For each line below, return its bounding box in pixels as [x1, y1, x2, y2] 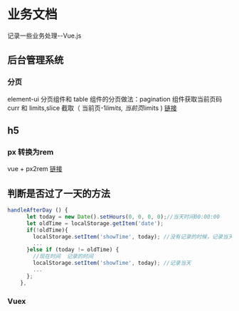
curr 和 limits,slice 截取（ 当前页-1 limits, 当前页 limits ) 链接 [7, 104, 178, 112]
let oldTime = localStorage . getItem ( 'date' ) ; [26, 219, 164, 227]
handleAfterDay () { [7, 207, 69, 214]
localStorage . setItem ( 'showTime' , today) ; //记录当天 [33, 260, 191, 267]
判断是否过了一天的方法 [7, 187, 110, 200]
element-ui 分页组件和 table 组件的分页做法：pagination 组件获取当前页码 [7, 94, 223, 103]
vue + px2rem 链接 [7, 165, 63, 173]
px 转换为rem [7, 147, 54, 157]
